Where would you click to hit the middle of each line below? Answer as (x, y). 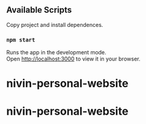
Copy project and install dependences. (55, 24)
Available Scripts (39, 10)
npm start (21, 40)
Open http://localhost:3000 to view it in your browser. (74, 59)
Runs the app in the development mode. (56, 53)
